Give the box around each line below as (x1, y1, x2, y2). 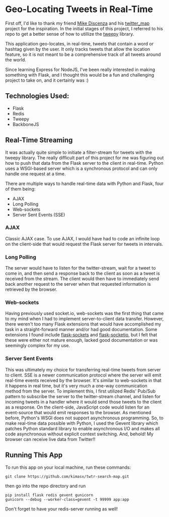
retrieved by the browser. (5, 286, 57, 293)
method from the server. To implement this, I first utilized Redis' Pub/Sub (5, 388, 156, 394)
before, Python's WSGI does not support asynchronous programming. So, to (5, 415, 163, 421)
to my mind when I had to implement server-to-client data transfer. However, (5, 316, 164, 322)
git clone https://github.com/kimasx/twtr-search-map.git (5, 474, 129, 479)
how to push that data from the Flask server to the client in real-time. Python (5, 160, 163, 166)
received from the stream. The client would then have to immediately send (5, 276, 159, 282)
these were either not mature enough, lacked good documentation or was (5, 337, 158, 343)
